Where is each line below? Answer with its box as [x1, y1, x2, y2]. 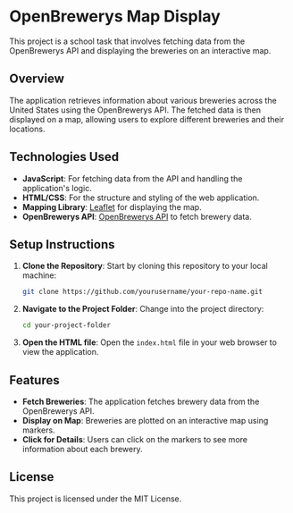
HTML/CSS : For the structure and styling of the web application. [21, 192, 260, 203]
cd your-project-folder [21, 321, 112, 330]
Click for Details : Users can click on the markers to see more [21, 433, 248, 444]
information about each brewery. [21, 443, 143, 454]
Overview [9, 71, 65, 87]
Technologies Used [9, 149, 119, 164]
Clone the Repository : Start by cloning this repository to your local [21, 261, 268, 272]
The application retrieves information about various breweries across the [9, 95, 277, 105]
